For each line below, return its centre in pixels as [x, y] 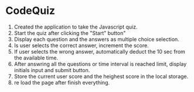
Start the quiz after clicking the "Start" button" [70, 33]
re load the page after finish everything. [62, 82]
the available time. [36, 58]
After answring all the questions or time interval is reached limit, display [100, 64]
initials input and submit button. [52, 70]
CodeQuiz [30, 11]
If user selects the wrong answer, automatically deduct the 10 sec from [100, 51]
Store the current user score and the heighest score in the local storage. [101, 76]
